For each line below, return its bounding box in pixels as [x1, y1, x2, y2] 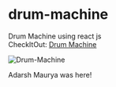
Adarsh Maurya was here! [8, 70, 92, 79]
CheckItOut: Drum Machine [8, 39, 97, 49]
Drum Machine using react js [8, 31, 102, 41]
